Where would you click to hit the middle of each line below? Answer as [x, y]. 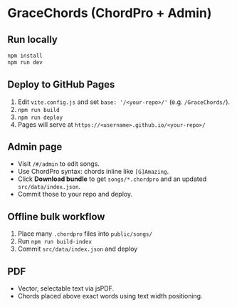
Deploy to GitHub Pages [61, 84]
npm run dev [25, 62]
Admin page [35, 146]
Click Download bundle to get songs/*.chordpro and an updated [112, 179]
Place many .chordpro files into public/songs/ [85, 234]
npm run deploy [40, 118]
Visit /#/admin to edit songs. [58, 164]
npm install [25, 56]
